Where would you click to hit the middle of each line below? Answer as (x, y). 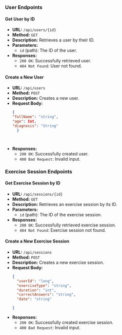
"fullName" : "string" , (35, 117)
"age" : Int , (24, 121)
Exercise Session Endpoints (39, 171)
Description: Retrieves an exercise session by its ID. (65, 204)
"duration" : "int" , (37, 290)
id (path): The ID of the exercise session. (61, 214)
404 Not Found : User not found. (51, 66)
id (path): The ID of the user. (48, 51)
